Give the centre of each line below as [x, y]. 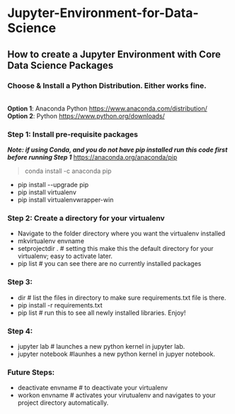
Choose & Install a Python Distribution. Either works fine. [107, 85]
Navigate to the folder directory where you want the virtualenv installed [121, 234]
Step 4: [20, 331]
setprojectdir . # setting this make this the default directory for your [115, 249]
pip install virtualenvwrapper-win [65, 200]
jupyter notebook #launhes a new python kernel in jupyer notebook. [116, 354]
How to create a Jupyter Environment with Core [114, 54]
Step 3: [20, 282]
